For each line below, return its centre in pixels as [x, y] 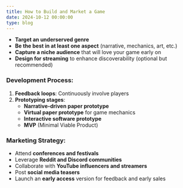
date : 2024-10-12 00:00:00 [40, 17]
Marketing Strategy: [36, 140]
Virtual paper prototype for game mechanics [80, 112]
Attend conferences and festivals [57, 153]
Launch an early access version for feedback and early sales [90, 178]
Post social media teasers [47, 172]
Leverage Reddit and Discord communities [68, 159]
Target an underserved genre [52, 40]
